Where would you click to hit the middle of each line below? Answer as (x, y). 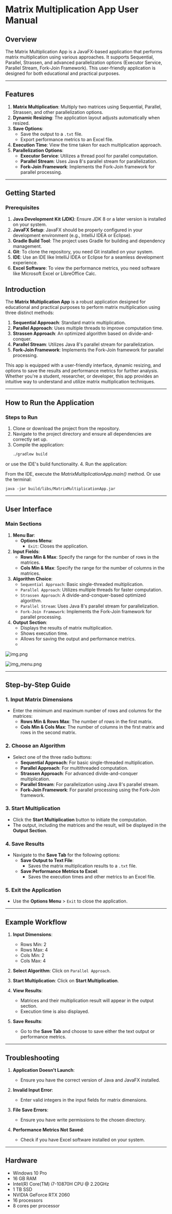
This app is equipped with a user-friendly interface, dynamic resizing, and (83, 365)
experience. (25, 262)
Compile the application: (38, 445)
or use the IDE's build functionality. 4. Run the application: (66, 464)
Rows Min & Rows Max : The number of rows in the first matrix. (87, 721)
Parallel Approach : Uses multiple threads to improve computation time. (88, 328)
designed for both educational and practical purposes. (63, 73)
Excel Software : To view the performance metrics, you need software (86, 268)
